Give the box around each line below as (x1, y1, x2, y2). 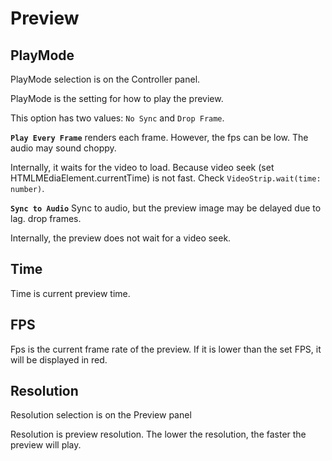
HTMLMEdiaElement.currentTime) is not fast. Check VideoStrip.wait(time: (10, 172, 322, 184)
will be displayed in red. (10, 353, 108, 366)
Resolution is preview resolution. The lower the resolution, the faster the (10, 428, 307, 441)
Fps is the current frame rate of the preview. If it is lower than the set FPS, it (10, 343, 322, 355)
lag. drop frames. (10, 213, 82, 224)
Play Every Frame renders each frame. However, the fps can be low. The (10, 132, 309, 143)
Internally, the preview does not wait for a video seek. (10, 232, 232, 244)
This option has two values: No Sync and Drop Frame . (10, 112, 225, 124)
